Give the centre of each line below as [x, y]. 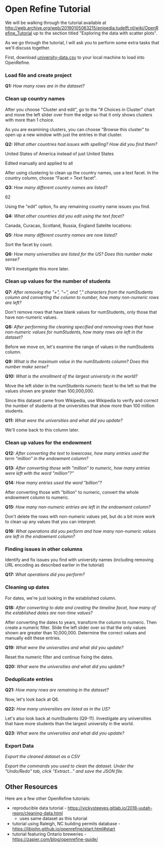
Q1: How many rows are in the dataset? [45, 86]
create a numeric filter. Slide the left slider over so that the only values [76, 628]
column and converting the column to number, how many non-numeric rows [82, 297]
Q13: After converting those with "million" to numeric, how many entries [78, 468]
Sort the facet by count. [29, 245]
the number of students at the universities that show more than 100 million [80, 406]
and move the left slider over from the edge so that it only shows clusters [79, 114]
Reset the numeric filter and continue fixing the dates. [59, 657]
